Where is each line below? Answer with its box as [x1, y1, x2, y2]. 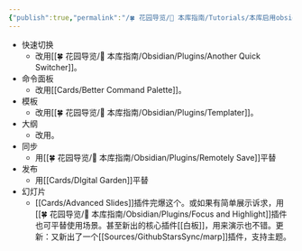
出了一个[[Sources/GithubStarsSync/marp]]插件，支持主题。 [66, 231, 292, 242]
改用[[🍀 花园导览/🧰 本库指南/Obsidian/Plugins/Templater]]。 [34, 107, 259, 117]
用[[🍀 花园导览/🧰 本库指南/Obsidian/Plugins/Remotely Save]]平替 [34, 152, 277, 163]
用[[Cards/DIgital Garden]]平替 [34, 174, 150, 185]
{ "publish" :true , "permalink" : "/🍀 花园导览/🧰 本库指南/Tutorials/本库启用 [8, 13, 277, 23]
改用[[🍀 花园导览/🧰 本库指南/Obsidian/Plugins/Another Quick [34, 51, 261, 61]
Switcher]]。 [34, 61, 82, 72]
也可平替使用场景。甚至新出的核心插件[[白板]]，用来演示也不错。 [34, 219, 277, 230]
